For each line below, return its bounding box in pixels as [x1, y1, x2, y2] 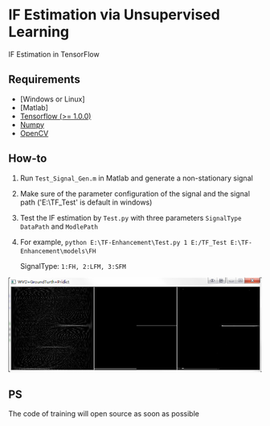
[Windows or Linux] [19, 94, 86, 104]
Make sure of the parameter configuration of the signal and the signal [19, 188, 251, 198]
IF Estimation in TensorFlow [8, 49, 100, 59]
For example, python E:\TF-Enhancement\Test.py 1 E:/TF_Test [19, 237, 227, 246]
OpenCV [19, 128, 49, 138]
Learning [8, 23, 70, 41]
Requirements [8, 72, 80, 86]
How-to [8, 151, 47, 166]
